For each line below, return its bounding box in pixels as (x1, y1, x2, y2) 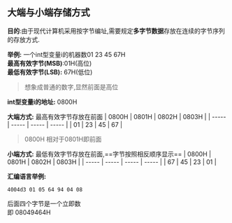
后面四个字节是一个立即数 (7, 199, 81, 208)
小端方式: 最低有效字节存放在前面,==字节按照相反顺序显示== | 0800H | (7, 149, 212, 158)
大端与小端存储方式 (7, 6, 90, 19)
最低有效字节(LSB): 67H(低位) (7, 67, 93, 76)
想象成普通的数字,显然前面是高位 (24, 83, 119, 91)
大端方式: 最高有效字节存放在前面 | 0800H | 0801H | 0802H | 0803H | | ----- (7, 112, 226, 121)
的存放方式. (7, 35, 41, 43)
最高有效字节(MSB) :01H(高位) (7, 59, 92, 67)
